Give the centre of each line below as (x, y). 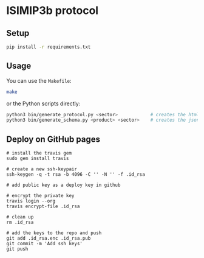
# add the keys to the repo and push (54, 233)
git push (17, 249)
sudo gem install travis (38, 159)
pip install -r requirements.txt (49, 47)
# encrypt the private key (40, 196)
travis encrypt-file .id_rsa (43, 207)
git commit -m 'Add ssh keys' (45, 244)
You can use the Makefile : (39, 80)
